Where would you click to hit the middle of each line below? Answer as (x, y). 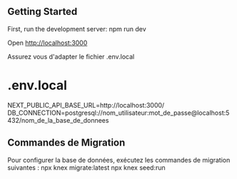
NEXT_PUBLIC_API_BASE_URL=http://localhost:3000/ (86, 105)
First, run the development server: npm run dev (77, 29)
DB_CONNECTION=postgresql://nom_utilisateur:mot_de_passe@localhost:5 (118, 113)
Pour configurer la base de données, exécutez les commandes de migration (119, 160)
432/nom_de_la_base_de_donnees (58, 120)
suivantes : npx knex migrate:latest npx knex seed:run (86, 168)
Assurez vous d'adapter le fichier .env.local (71, 56)
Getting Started (42, 12)
